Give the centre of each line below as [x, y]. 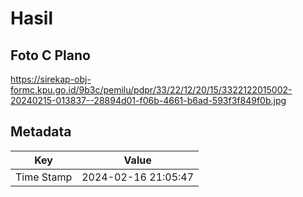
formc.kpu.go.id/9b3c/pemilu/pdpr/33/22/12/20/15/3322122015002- [151, 90]
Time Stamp [44, 177]
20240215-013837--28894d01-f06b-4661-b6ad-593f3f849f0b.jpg [148, 100]
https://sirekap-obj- [51, 79]
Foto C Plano [50, 55]
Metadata [41, 132]
